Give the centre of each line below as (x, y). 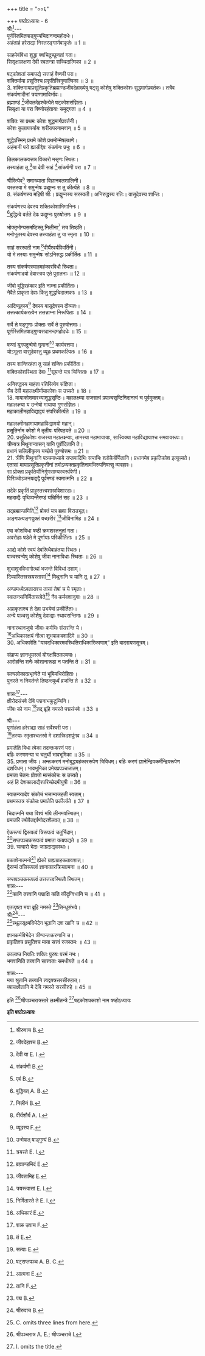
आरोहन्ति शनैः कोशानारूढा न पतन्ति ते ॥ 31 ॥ (51, 661)
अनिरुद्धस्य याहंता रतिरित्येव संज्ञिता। (42, 384)
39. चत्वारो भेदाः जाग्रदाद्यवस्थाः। (38, 847)
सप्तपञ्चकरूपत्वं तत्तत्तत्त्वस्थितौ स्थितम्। (45, 879)
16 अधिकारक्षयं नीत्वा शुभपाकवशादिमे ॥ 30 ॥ (50, 635)
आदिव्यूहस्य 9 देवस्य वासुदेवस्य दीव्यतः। (44, 305)
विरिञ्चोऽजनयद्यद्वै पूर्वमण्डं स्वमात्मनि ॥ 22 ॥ (50, 478)
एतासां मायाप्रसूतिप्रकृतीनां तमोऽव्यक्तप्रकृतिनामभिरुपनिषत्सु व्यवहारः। (70, 464)
